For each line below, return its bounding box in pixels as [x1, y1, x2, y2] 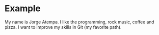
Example [4, 3, 41, 14]
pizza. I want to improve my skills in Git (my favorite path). [4, 24, 122, 30]
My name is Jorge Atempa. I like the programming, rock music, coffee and [4, 19, 155, 25]
